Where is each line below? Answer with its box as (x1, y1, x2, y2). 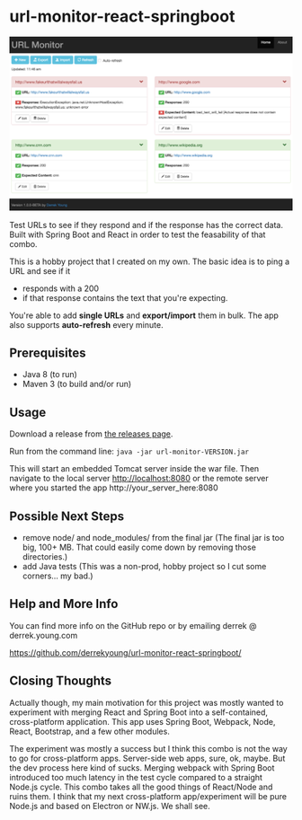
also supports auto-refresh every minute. (9, 319, 164, 330)
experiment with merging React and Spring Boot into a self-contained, (9, 707, 268, 718)
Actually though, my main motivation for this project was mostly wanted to (9, 697, 284, 708)
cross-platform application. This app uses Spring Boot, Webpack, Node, (9, 716, 276, 727)
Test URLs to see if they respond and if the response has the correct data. (9, 219, 283, 230)
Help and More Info (9, 596, 119, 612)
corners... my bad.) (22, 570, 93, 581)
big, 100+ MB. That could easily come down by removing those (22, 542, 256, 552)
